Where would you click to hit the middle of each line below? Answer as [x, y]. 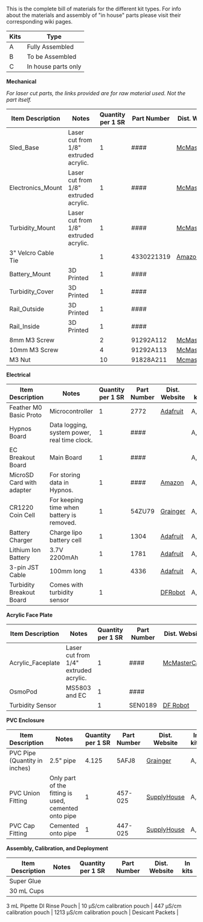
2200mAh [64, 557]
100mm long [68, 571]
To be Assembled [52, 57]
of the [58, 786]
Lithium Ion [25, 550]
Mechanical [21, 82]
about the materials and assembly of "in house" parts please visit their [94, 15]
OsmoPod [23, 692]
